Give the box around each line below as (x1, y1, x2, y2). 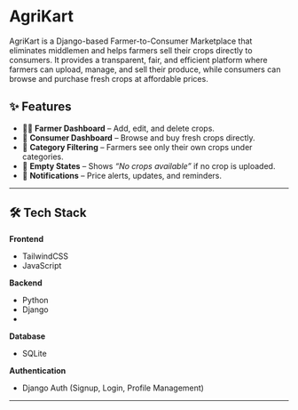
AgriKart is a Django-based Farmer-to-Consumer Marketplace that (9, 36, 253, 46)
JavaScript (21, 260, 62, 270)
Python (21, 294, 49, 305)
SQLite (21, 348, 47, 358)
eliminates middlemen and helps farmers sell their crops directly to (9, 44, 253, 55)
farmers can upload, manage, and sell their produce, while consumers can (9, 64, 281, 75)
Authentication (9, 365, 67, 375)
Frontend (9, 233, 44, 244)
